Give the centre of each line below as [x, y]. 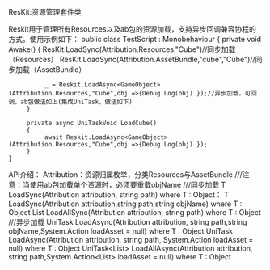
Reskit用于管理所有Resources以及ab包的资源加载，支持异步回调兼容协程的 [133, 29]
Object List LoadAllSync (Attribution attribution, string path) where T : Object [135, 212]
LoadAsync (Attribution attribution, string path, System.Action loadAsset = [131, 240]
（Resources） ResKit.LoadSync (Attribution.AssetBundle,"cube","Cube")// [132, 59]
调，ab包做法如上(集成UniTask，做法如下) [71, 102]
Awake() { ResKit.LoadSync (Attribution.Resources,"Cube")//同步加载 [122, 49]
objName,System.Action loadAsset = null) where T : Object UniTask [121, 231]
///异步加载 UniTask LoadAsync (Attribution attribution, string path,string [128, 222]
